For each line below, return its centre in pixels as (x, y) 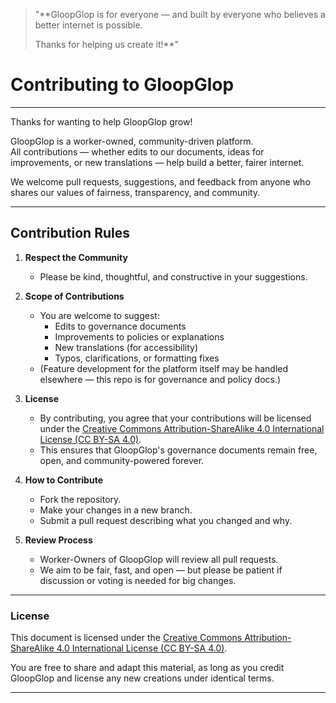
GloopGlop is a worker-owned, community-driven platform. (132, 141)
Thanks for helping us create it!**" (107, 44)
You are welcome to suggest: (99, 315)
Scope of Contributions (74, 296)
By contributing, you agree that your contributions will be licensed (175, 418)
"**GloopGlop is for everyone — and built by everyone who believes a (180, 14)
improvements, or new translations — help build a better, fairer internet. (157, 162)
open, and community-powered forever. (122, 460)
